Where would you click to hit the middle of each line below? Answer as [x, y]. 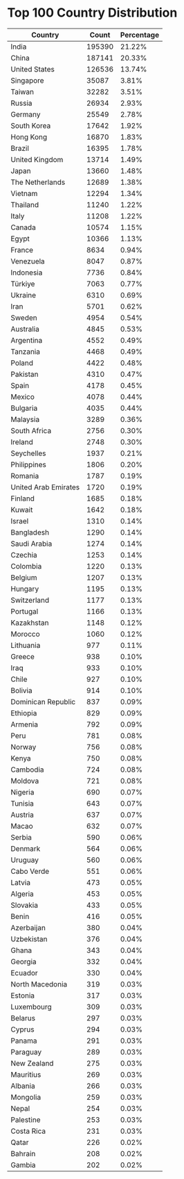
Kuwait [22, 510]
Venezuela [28, 261]
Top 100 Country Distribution [92, 13]
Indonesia [27, 273]
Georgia [24, 961]
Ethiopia [24, 713]
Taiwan [22, 92]
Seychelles [28, 453]
